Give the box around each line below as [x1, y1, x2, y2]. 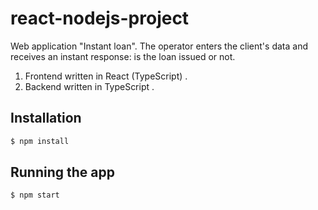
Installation [10, 110, 82, 127]
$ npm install [10, 136, 70, 146]
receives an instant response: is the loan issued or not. [10, 50, 236, 62]
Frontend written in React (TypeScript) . [24, 70, 188, 82]
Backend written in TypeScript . [24, 80, 155, 92]
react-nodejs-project [10, 7, 190, 30]
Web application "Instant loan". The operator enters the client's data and [10, 40, 308, 52]
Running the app [10, 164, 115, 181]
